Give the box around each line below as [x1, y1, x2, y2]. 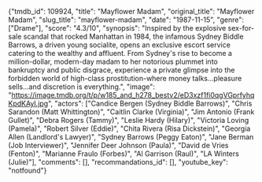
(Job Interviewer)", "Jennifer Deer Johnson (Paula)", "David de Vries [8, 141, 230, 150]
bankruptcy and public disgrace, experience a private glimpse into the [8, 65, 235, 74]
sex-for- [227, 24, 254, 32]
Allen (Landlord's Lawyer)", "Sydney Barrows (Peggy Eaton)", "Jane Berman [8, 132, 254, 141]
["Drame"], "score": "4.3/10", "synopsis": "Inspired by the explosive [8, 24, 227, 32]
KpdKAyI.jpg [8, 98, 49, 108]
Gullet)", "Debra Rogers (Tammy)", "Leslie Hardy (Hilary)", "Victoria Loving [8, 116, 249, 124]
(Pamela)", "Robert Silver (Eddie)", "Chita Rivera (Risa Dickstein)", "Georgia [8, 124, 251, 133]
